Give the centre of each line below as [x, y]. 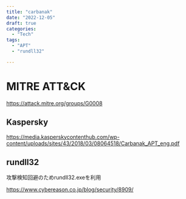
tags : [13, 40]
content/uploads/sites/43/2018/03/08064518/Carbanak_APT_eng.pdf [93, 143]
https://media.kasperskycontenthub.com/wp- [63, 137]
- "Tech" [23, 34]
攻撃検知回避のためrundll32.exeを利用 [54, 178]
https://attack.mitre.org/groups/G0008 [55, 103]
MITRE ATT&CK [46, 86]
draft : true [21, 23]
